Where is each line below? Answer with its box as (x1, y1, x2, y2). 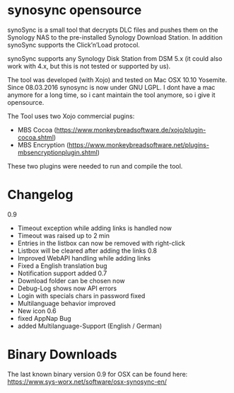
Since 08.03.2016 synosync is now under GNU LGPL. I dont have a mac (7, 83, 216, 91)
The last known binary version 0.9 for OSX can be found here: (7, 370, 188, 378)
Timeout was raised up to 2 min (17, 231, 110, 239)
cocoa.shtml (17, 133, 54, 142)
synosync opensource (7, 2, 142, 18)
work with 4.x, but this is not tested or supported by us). (7, 62, 171, 70)
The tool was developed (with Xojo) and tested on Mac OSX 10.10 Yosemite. (7, 75, 228, 84)
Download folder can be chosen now (17, 276, 125, 285)
